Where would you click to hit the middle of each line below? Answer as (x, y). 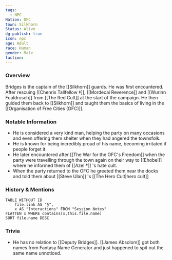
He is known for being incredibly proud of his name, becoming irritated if (90, 143)
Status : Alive (21, 29)
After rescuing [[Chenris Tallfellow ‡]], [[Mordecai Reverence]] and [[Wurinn (86, 92)
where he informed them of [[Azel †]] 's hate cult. (65, 165)
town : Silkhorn (22, 24)
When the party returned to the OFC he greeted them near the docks (85, 171)
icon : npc (16, 39)
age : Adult (17, 44)
